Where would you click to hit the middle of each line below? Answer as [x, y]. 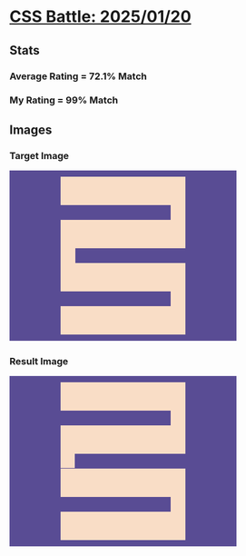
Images [31, 129]
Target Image [39, 155]
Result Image [39, 362]
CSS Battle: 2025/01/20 [101, 17]
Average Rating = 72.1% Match [78, 76]
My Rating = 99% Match [64, 100]
